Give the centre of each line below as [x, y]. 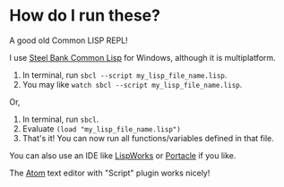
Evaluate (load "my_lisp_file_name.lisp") [101, 128]
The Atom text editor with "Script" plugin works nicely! [110, 173]
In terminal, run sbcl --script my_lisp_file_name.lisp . [125, 75]
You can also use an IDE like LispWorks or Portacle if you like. [123, 155]
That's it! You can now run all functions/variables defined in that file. [148, 138]
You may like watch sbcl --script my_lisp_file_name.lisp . [132, 84]
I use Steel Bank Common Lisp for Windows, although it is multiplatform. [142, 57]
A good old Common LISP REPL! [69, 40]
